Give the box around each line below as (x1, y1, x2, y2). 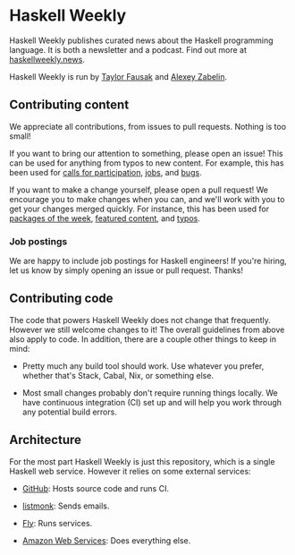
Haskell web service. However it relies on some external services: (9, 465, 252, 476)
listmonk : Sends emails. (21, 500, 110, 511)
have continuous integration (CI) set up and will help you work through (21, 397, 282, 407)
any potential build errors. (21, 406, 118, 417)
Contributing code (9, 291, 114, 306)
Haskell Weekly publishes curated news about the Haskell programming (9, 35, 274, 46)
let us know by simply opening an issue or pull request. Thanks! (9, 265, 244, 276)
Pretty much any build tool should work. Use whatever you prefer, (21, 360, 265, 371)
